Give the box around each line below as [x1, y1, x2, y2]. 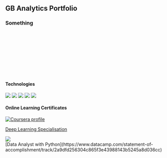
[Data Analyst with [5, 141, 45, 148]
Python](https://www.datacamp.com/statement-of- [45, 141, 153, 148]
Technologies [5, 81, 35, 87]
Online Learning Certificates [5, 105, 67, 111]
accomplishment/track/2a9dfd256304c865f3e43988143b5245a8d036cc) [5, 147, 162, 153]
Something [5, 19, 33, 27]
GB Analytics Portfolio [5, 4, 78, 13]
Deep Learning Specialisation [5, 126, 68, 132]
